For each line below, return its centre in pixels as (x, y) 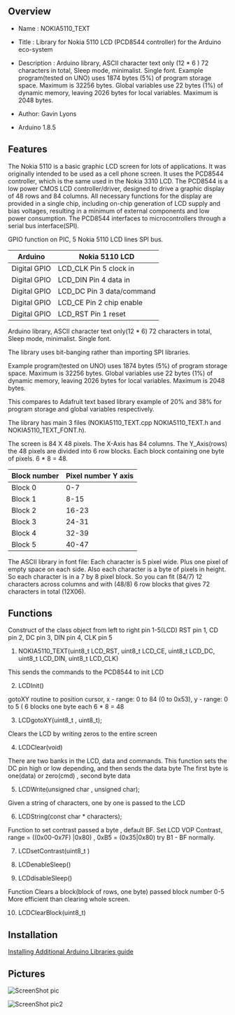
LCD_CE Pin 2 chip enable (100, 302)
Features (28, 149)
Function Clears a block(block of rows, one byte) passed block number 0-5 (116, 892)
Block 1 (24, 498)
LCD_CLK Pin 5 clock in (96, 268)
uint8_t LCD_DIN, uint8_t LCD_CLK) (68, 659)
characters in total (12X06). (47, 591)
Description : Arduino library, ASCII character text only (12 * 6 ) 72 (113, 63)
